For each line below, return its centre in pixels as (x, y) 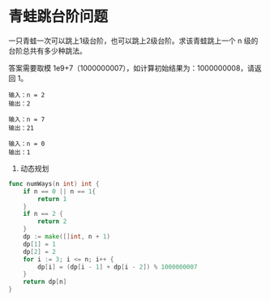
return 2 (52, 221)
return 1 (52, 199)
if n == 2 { (43, 214)
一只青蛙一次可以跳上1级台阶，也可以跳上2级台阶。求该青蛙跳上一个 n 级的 (133, 41)
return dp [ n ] (45, 282)
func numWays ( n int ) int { (54, 183)
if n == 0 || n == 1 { (59, 191)
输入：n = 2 (27, 95)
